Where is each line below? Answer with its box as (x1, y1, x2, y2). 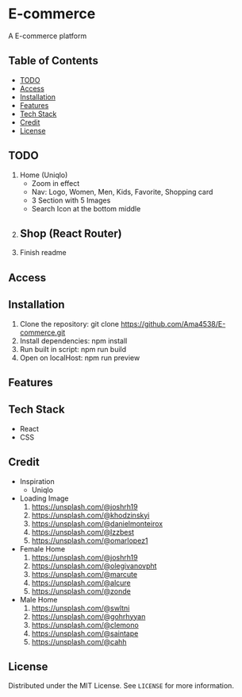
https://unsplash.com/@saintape (31, 629, 139, 638)
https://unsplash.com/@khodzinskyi (31, 510, 150, 520)
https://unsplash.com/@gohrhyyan (31, 611, 146, 621)
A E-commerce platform (8, 31, 87, 41)
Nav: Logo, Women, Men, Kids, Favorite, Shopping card (31, 187, 213, 196)
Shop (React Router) (19, 227, 123, 240)
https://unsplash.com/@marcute (31, 569, 137, 579)
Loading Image (19, 494, 69, 503)
